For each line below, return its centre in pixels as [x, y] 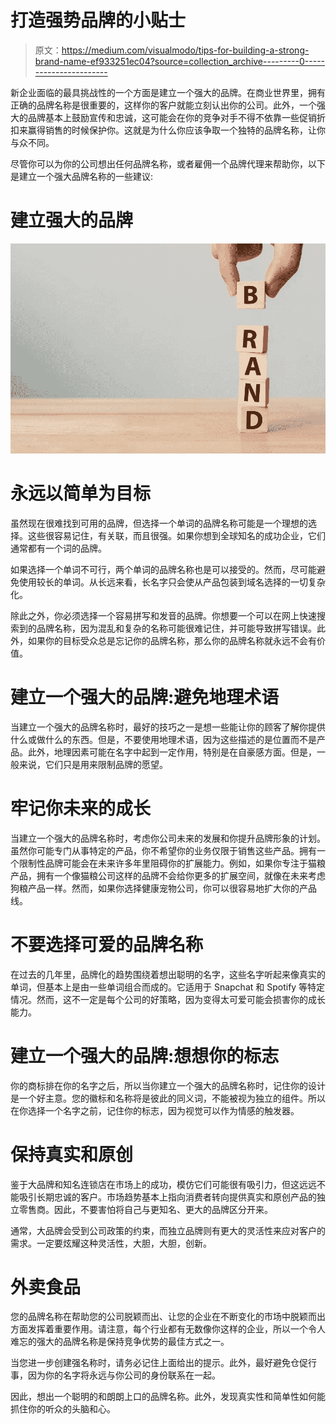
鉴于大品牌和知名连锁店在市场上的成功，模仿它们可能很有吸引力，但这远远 [163, 1184]
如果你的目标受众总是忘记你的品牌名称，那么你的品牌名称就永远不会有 [172, 640]
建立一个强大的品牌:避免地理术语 [145, 697]
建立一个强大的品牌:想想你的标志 [145, 1055]
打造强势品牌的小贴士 [98, 20]
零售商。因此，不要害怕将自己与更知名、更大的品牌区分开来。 [145, 1209]
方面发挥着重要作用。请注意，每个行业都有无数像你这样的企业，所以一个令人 [168, 1329]
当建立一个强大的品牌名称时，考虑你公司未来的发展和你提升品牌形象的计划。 [168, 838]
